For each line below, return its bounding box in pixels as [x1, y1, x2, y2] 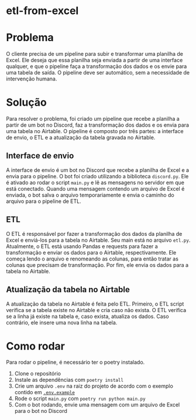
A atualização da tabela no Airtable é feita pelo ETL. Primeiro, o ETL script [6, 300, 184, 307]
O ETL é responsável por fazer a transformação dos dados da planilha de [6, 230, 183, 237]
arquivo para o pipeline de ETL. [6, 198, 81, 205]
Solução [6, 96, 47, 109]
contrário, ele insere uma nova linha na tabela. [6, 319, 118, 326]
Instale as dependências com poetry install [14, 377, 124, 384]
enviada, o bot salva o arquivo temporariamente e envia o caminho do [6, 191, 174, 198]
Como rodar [6, 339, 66, 353]
